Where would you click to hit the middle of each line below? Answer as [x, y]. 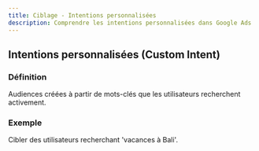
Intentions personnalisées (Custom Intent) [114, 55]
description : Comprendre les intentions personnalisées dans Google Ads [130, 23]
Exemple [25, 123]
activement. [27, 102]
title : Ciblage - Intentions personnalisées [82, 15]
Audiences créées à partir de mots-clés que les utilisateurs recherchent [124, 94]
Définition [28, 77]
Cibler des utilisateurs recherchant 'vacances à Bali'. [93, 140]
